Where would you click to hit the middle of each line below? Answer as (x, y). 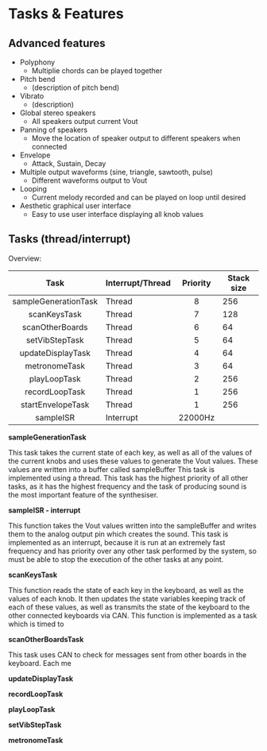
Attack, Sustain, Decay (69, 163)
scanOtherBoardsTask (46, 639)
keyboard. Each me (40, 663)
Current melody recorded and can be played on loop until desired (139, 197)
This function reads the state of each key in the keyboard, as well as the (126, 590)
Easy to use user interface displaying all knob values (118, 214)
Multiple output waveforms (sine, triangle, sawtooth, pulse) (116, 172)
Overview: (25, 258)
